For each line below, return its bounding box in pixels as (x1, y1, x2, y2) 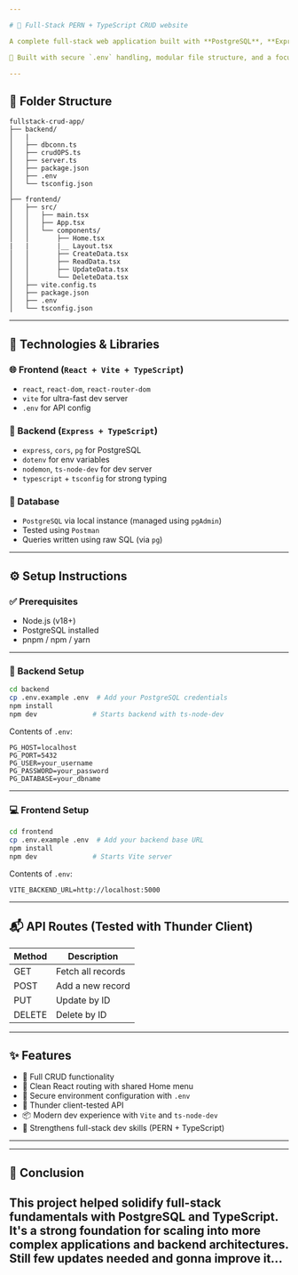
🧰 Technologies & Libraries (9, 336, 160, 351)
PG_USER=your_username (9, 758, 93, 768)
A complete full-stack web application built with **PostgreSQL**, (9, 36, 264, 45)
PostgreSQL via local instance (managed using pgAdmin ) (21, 515, 223, 526)
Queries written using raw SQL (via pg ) (21, 535, 163, 545)
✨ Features (9, 1047, 72, 1063)
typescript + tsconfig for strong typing (21, 473, 167, 484)
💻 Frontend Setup (9, 803, 90, 816)
